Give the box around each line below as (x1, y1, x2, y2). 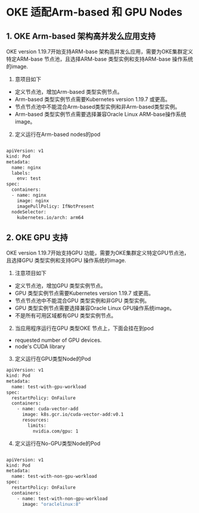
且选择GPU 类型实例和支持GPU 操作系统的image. (6, 257, 126, 264)
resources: (21, 417, 49, 424)
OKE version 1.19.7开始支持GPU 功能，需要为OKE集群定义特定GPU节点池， (6, 249, 189, 256)
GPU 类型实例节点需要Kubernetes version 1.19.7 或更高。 (14, 290, 154, 297)
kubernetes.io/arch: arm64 (17, 214, 84, 221)
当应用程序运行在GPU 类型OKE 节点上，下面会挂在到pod (14, 325, 154, 332)
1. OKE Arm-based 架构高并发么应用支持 (6, 31, 156, 41)
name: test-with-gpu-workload (11, 384, 86, 390)
